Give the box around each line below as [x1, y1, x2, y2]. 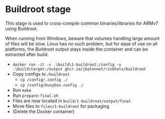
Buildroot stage [5, 4, 71, 15]
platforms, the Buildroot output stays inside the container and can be [5, 46, 148, 52]
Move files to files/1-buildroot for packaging [12, 103, 109, 109]
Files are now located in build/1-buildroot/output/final [12, 97, 131, 104]
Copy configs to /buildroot [12, 71, 70, 77]
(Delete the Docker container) [12, 108, 75, 114]
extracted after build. [5, 51, 49, 57]
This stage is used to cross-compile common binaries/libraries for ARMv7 [5, 20, 158, 26]
